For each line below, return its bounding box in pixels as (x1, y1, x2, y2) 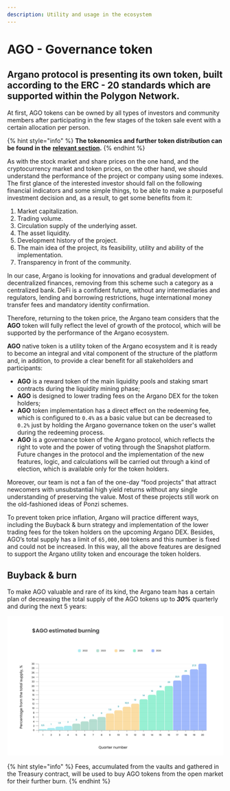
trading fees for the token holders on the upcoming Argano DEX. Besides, (7, 528, 215, 536)
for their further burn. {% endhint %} (7, 777, 111, 786)
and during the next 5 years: (7, 602, 87, 611)
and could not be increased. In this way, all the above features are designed (7, 542, 222, 550)
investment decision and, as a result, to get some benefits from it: (7, 193, 193, 202)
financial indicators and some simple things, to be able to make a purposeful (7, 186, 223, 194)
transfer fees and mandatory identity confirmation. (7, 300, 150, 309)
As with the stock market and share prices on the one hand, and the (7, 157, 199, 165)
